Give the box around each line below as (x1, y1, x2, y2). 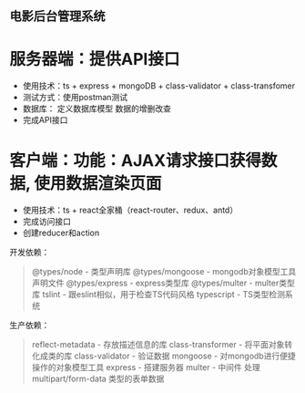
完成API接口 (22, 115, 68, 126)
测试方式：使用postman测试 (22, 92, 128, 103)
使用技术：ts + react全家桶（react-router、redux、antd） (22, 204, 239, 216)
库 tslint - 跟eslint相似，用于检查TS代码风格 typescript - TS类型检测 (31, 289, 285, 300)
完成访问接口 (22, 216, 71, 227)
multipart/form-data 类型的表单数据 (31, 373, 165, 385)
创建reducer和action (22, 227, 100, 239)
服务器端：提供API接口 (9, 48, 180, 69)
